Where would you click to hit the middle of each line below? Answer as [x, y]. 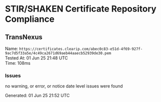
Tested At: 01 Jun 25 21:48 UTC [37, 58]
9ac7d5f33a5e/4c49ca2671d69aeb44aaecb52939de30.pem [58, 53]
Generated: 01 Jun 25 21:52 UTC [37, 96]
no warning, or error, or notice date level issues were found [64, 86]
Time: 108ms [18, 63]
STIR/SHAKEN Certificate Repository [81, 9]
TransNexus [24, 37]
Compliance [30, 19]
